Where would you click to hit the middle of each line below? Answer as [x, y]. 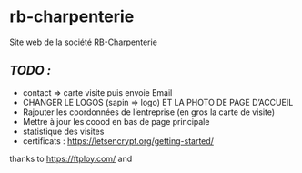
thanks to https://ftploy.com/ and [71, 158]
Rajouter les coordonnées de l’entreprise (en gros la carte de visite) [149, 112]
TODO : [30, 71]
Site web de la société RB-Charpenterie [83, 42]
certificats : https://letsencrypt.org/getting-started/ [118, 141]
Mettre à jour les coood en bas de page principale [116, 121]
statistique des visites [63, 131]
